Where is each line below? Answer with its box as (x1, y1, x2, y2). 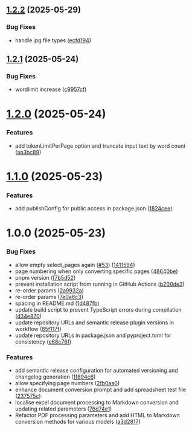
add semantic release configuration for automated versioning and (14, 367, 178, 374)
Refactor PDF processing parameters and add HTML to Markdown (14, 412, 180, 419)
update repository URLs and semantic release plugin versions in (14, 319, 174, 326)
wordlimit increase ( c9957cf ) (14, 86, 87, 93)
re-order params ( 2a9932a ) (14, 286, 85, 294)
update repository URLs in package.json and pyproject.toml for (14, 332, 172, 339)
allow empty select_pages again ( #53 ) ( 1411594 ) (14, 261, 135, 268)
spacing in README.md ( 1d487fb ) (14, 300, 100, 307)
